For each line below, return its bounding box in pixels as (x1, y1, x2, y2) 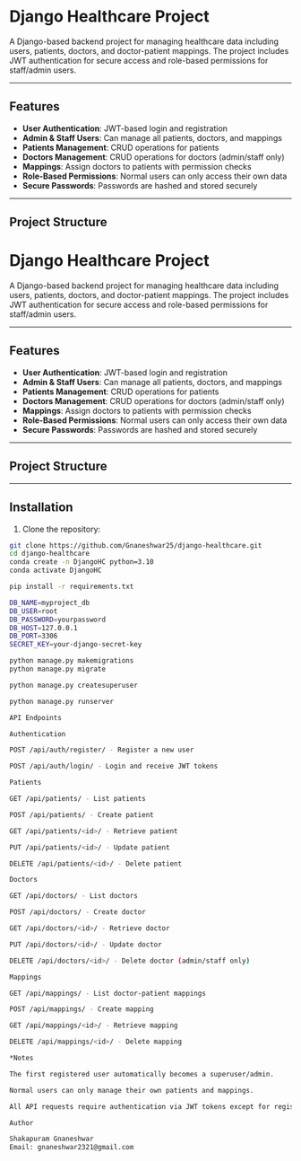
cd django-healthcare (9, 550, 90, 559)
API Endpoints (9, 713, 63, 722)
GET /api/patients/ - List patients (9, 795, 146, 804)
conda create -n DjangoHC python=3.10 (9, 558, 154, 567)
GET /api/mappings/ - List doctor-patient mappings (9, 989, 206, 998)
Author (9, 1118, 34, 1128)
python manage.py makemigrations (9, 656, 134, 665)
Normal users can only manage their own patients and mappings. (9, 1086, 254, 1095)
